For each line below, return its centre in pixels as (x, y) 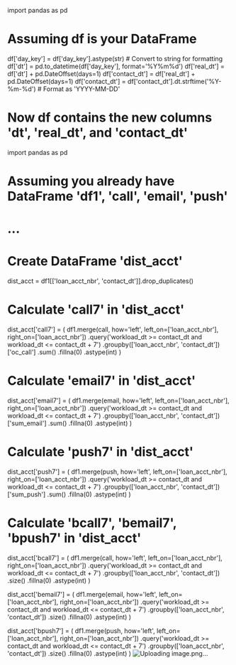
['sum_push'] (27, 494)
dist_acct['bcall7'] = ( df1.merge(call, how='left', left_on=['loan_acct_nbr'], (115, 558)
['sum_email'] (27, 423)
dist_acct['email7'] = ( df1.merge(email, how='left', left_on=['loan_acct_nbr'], (118, 400)
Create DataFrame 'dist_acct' (95, 261)
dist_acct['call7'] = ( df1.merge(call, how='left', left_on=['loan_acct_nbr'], (113, 329)
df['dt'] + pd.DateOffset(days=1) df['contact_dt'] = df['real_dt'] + (101, 73)
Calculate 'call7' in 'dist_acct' (96, 310)
